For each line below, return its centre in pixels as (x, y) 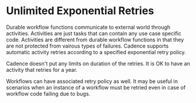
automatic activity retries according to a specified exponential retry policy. (96, 52)
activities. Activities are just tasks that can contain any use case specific (94, 33)
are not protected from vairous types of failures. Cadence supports (87, 46)
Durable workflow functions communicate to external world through (88, 27)
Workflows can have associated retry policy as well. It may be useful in (92, 81)
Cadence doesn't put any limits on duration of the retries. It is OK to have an (98, 64)
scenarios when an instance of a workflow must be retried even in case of (96, 87)
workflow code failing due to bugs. (48, 94)
